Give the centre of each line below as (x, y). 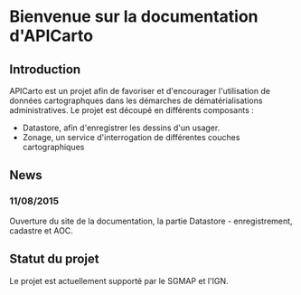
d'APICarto (51, 36)
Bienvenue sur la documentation (134, 17)
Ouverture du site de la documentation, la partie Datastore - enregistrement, (151, 221)
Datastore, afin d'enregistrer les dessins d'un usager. (121, 128)
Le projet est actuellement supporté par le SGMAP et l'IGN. (119, 281)
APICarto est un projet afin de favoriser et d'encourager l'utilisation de (140, 91)
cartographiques (53, 147)
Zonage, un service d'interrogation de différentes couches (131, 137)
